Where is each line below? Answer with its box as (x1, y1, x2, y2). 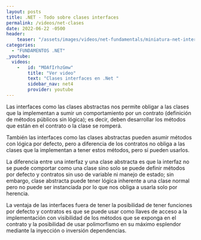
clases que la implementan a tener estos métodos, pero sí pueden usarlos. (6, 146, 190, 153)
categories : (6, 42, 36, 48)
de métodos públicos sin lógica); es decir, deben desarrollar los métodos (6, 116, 186, 123)
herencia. (6, 190, 30, 197)
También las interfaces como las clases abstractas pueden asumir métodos (6, 133, 193, 141)
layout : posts (6, 8, 42, 15)
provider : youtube (28, 87, 74, 93)
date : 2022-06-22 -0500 (6, 25, 66, 32)
